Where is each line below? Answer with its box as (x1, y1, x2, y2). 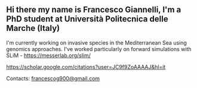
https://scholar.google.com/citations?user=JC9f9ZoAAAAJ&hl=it (6, 63, 166, 70)
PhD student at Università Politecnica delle (6, 14, 168, 24)
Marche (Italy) (6, 23, 60, 33)
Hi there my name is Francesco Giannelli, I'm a (6, 5, 181, 15)
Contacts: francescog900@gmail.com (6, 74, 100, 82)
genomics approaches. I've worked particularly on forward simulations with (6, 45, 192, 52)
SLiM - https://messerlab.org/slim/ (6, 52, 91, 59)
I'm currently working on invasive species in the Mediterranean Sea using (6, 39, 187, 46)
